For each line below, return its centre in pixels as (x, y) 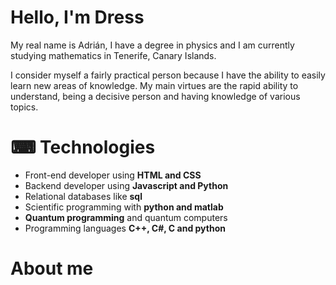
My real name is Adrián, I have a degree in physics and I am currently (152, 45)
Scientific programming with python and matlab (124, 207)
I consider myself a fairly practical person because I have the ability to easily (168, 75)
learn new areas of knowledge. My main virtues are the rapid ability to (154, 85)
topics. (24, 107)
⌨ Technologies (83, 147)
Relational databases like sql (83, 196)
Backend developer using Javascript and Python (126, 185)
